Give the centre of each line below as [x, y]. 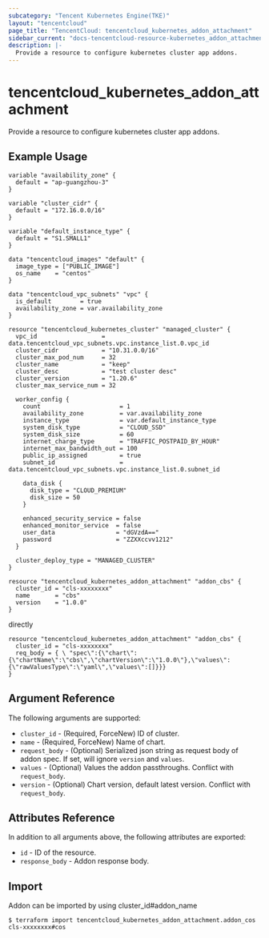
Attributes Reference [62, 818]
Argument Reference [62, 698]
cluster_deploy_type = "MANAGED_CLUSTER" [86, 560]
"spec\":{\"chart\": [103, 653]
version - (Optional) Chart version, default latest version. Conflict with [135, 784]
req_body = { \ [41, 653]
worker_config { [42, 399]
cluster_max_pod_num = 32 [66, 357]
